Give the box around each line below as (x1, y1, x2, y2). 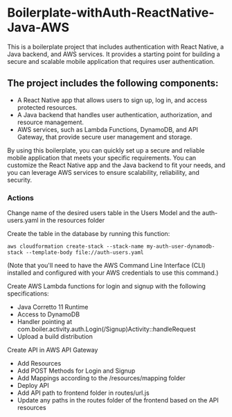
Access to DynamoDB (17, 310, 80, 318)
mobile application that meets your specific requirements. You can (7, 153, 197, 162)
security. (7, 176, 33, 184)
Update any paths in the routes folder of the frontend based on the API (17, 396, 220, 405)
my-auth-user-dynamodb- (146, 243, 215, 250)
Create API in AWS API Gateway (7, 346, 98, 355)
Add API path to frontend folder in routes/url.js (17, 389, 150, 397)
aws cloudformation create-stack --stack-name (7, 243, 144, 250)
